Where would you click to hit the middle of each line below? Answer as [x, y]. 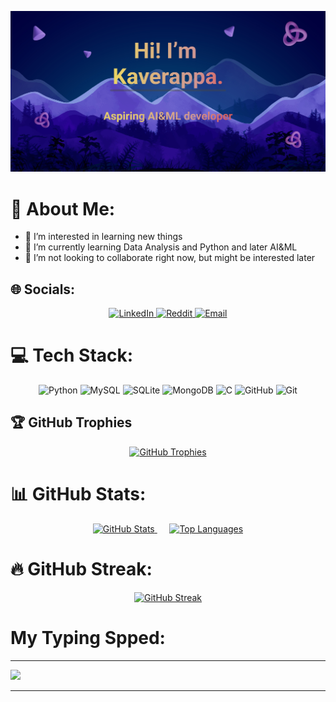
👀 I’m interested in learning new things [103, 237]
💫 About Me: [63, 208]
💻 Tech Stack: [72, 355]
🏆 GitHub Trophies [71, 422]
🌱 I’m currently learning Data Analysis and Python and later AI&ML [161, 247]
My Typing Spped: [88, 637]
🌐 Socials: [43, 289]
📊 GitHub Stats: [78, 494]
